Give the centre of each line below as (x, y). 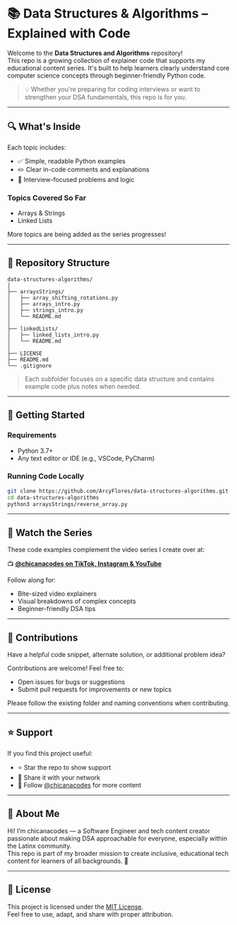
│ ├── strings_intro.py (45, 310)
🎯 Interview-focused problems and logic (76, 179)
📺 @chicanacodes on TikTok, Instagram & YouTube (85, 564)
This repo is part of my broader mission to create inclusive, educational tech (118, 853)
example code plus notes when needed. (83, 386)
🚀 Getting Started (46, 415)
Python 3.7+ (35, 451)
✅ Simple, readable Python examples (71, 161)
